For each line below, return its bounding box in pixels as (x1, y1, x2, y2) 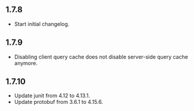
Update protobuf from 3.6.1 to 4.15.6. (14, 99, 104, 106)
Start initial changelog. (14, 20, 70, 27)
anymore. (14, 59, 38, 67)
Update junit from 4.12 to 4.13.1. (14, 92, 90, 99)
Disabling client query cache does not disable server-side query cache (14, 53, 189, 60)
